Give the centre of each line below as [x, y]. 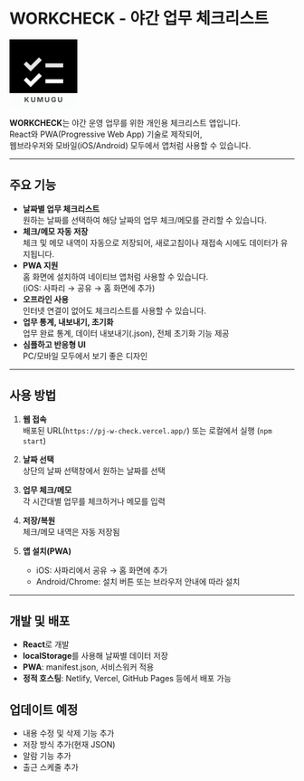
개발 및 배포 [40, 621]
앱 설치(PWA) [47, 551]
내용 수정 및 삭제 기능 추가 [68, 733]
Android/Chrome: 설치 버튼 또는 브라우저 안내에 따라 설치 [138, 581]
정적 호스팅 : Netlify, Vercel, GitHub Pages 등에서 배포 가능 [127, 679]
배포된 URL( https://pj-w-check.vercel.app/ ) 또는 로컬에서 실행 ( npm [147, 430]
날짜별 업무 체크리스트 [61, 208]
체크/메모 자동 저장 [55, 231]
